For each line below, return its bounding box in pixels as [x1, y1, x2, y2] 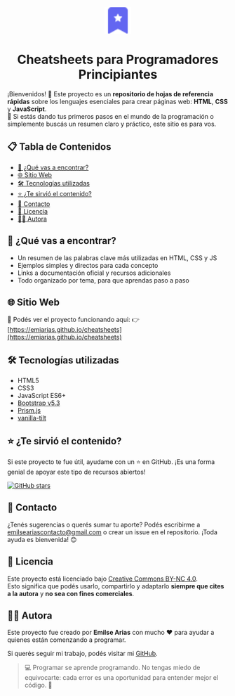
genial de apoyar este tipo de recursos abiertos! [7, 468, 146, 476]
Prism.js [17, 406, 41, 415]
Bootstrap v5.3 [17, 399, 60, 407]
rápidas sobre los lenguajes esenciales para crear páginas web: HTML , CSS [7, 97, 228, 105]
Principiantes [78, 67, 158, 83]
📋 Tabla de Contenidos [7, 141, 112, 153]
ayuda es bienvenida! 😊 [7, 535, 77, 543]
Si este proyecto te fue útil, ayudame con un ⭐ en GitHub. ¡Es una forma [7, 458, 215, 466]
